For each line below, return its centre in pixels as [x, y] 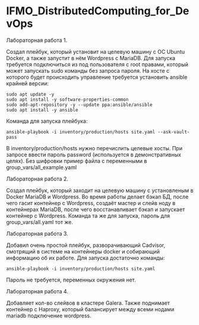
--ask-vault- [174, 132]
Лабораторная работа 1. [37, 40]
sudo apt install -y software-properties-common [67, 100]
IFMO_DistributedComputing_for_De [98, 11]
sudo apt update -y [30, 94]
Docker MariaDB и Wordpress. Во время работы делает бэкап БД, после [97, 196]
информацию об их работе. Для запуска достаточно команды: [86, 258]
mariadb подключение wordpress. [49, 315]
